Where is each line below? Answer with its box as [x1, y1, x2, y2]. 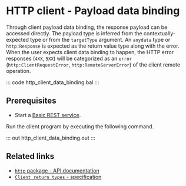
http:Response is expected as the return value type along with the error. [6, 42, 180, 49]
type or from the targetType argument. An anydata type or [30, 36, 171, 43]
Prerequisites [6, 96, 57, 106]
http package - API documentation [14, 167, 99, 174]
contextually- [143, 29, 175, 36]
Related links [6, 151, 55, 161]
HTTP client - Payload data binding [6, 4, 180, 18]
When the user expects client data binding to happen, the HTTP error [6, 48, 174, 55]
